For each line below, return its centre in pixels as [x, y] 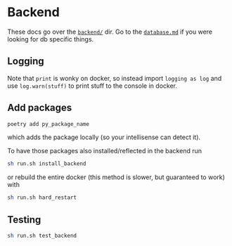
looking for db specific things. [51, 39]
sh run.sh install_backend [47, 164]
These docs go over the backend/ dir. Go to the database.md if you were [110, 32]
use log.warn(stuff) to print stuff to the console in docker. [92, 86]
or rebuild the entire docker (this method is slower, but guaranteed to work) [116, 177]
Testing [24, 220]
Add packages [40, 108]
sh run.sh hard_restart [42, 198]
